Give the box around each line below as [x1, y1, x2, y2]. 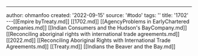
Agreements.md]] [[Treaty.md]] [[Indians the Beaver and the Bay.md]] [6, 43, 176, 50]
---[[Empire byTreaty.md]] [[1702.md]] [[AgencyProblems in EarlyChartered [6, 18, 190, 25]
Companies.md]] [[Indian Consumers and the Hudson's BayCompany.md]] [6, 24, 187, 31]
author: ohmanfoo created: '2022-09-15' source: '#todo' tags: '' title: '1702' [6, 12, 189, 18]
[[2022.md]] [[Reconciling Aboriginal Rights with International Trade [6, 37, 171, 44]
